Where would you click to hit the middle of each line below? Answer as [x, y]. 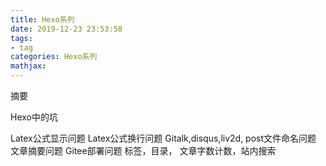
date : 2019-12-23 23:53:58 [66, 29]
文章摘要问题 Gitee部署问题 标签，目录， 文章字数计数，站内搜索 [143, 150]
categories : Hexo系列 [54, 57]
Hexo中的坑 [34, 117]
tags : [21, 38]
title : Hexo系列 [42, 19]
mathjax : [28, 66]
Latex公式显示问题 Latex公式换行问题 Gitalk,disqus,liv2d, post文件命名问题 [163, 138]
